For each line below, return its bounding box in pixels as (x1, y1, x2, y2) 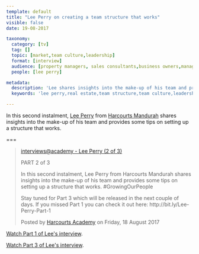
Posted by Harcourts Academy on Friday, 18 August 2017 (20, 218, 160, 226)
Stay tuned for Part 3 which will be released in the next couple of (20, 195, 179, 201)
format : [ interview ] (11, 57, 62, 64)
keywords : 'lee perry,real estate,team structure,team (11, 91, 150, 97)
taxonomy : (6, 36, 31, 42)
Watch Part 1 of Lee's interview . (6, 230, 83, 237)
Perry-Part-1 (20, 207, 52, 214)
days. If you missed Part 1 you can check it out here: (20, 201, 149, 208)
